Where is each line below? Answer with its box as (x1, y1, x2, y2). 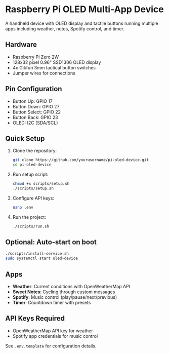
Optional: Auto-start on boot (5, 238, 97, 247)
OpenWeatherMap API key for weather (12, 328, 93, 334)
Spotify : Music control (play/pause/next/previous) (12, 294, 117, 300)
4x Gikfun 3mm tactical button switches (12, 64, 96, 70)
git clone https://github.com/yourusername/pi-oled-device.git (12, 158, 149, 163)
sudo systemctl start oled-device (5, 256, 78, 261)
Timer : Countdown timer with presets (12, 300, 91, 305)
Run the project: (12, 214, 47, 220)
